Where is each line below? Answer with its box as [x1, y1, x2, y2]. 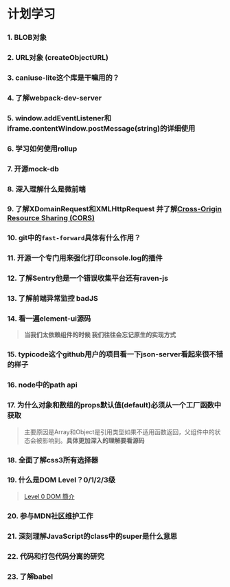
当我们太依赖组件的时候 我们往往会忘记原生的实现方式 [23, 331, 176, 339]
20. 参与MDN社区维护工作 [7, 511, 94, 520]
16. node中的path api [7, 380, 78, 389]
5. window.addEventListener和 [7, 113, 112, 122]
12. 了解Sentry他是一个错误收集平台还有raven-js [7, 273, 168, 283]
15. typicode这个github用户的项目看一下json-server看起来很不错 [7, 350, 223, 359]
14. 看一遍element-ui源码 [7, 314, 91, 323]
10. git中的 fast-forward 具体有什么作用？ [7, 233, 141, 243]
